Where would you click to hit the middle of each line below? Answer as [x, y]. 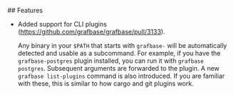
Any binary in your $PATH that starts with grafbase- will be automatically [122, 45]
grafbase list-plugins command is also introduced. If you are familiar [121, 76]
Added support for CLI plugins [62, 24]
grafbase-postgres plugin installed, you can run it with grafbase [111, 61]
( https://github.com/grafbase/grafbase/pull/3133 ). [91, 32]
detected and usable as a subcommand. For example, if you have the [119, 53]
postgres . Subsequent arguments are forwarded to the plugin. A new [118, 68]
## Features [25, 10]
